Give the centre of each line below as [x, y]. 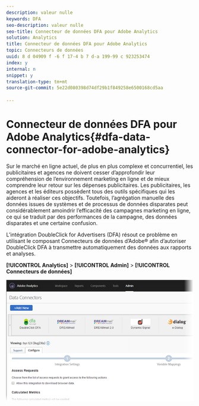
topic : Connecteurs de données [45, 51]
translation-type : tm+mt [37, 82]
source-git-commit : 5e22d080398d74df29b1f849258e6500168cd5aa [85, 88]
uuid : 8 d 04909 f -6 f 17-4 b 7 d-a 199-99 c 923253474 [78, 57]
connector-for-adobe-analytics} [88, 150]
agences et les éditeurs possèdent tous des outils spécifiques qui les [91, 191]
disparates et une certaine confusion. [52, 223]
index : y [17, 63]
